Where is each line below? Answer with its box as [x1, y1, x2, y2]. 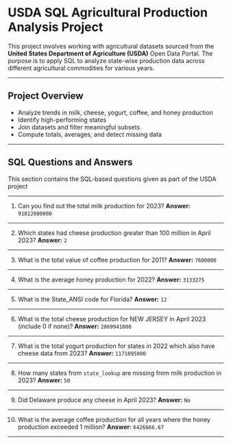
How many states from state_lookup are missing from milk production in [17, 369, 222, 377]
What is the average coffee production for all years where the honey [17, 415, 211, 423]
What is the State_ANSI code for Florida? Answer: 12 [17, 295, 167, 303]
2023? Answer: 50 [17, 375, 71, 384]
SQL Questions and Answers [8, 156, 133, 169]
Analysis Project [8, 19, 104, 35]
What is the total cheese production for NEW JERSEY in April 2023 [17, 314, 206, 323]
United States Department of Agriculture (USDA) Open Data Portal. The [8, 49, 213, 58]
